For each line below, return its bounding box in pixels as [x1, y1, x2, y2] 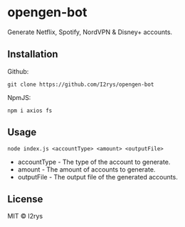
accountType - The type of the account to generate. [17, 157, 171, 166]
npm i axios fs [7, 107, 53, 114]
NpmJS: [7, 93, 31, 101]
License [7, 193, 43, 205]
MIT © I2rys [7, 212, 43, 221]
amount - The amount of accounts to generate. [17, 165, 156, 174]
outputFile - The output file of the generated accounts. [17, 172, 178, 181]
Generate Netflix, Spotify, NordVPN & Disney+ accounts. [7, 28, 173, 36]
